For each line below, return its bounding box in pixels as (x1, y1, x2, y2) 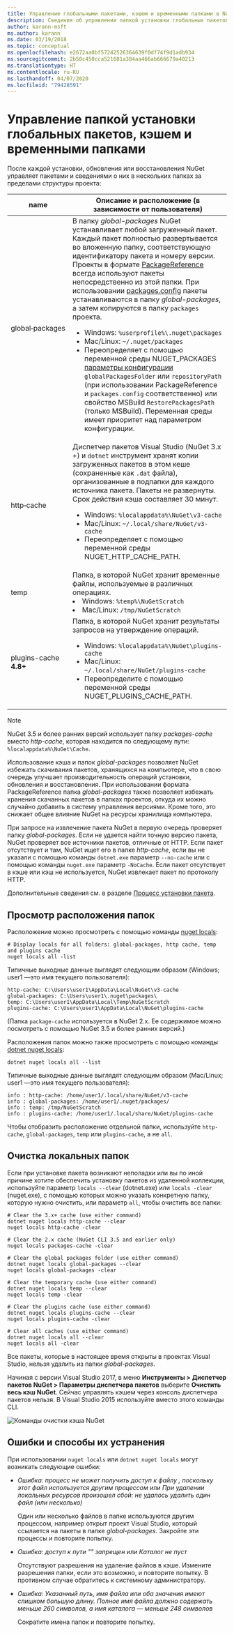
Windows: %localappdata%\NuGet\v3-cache (84, 510, 222, 520)
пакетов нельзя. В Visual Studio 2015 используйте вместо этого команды (7, 1395, 224, 1404)
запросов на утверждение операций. (72, 625, 199, 635)
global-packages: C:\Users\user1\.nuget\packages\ (7, 993, 157, 1000)
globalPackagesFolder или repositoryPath (84, 371, 222, 381)
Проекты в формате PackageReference (72, 259, 204, 269)
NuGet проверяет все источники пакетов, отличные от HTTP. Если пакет (7, 838, 224, 847)
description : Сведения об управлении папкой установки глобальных (7, 17, 204, 24)
